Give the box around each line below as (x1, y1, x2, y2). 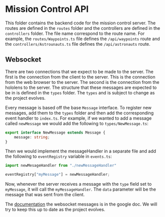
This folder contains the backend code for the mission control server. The (5, 20, 156, 26)
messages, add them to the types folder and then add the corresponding (5, 110, 154, 116)
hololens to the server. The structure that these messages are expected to (5, 84, 157, 90)
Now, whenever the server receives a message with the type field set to (5, 181, 152, 187)
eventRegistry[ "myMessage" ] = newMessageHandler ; (5, 172, 110, 177)
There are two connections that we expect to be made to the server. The (5, 69, 154, 74)
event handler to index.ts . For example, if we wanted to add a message (5, 115, 152, 121)
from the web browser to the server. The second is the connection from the (5, 79, 160, 85)
